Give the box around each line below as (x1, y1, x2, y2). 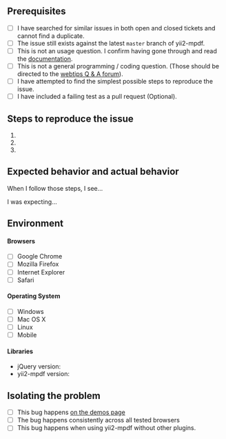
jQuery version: (17, 362, 61, 371)
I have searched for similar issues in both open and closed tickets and (17, 24, 216, 32)
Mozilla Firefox (17, 260, 59, 268)
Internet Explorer (17, 268, 65, 276)
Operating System (7, 292, 61, 300)
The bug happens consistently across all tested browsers (17, 416, 181, 424)
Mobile (17, 331, 37, 339)
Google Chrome (17, 252, 63, 261)
